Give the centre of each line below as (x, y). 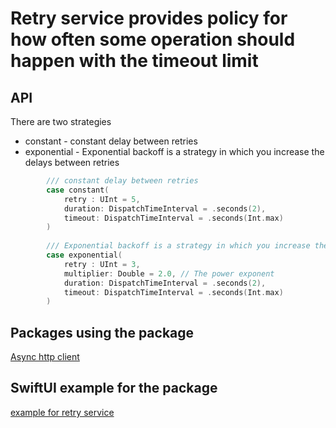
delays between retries (72, 162)
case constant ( (78, 190)
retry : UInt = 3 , (102, 264)
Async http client (45, 357)
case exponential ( (84, 255)
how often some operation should (153, 39)
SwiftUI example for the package (114, 388)
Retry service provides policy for (149, 18)
